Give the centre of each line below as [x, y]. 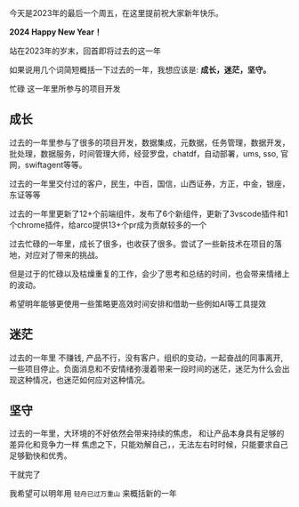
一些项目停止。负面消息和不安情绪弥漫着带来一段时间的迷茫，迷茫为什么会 [145, 368]
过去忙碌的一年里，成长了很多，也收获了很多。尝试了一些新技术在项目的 [141, 244]
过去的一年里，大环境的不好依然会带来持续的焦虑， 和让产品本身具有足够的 [147, 433]
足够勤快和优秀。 [40, 455]
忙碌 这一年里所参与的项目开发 [65, 89]
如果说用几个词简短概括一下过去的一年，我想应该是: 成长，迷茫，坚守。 [140, 70]
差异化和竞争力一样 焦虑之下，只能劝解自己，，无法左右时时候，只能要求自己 [149, 445]
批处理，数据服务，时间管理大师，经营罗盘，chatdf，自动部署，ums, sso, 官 [149, 153]
